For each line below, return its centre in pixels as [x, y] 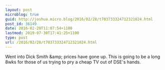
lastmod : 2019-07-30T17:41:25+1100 [42, 33]
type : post [16, 38]
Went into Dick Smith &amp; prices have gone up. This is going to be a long [83, 56]
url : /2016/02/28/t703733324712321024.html [51, 42]
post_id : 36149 [21, 24]
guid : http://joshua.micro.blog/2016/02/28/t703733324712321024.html [79, 19]
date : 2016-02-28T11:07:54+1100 [39, 28]
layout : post [19, 10]
